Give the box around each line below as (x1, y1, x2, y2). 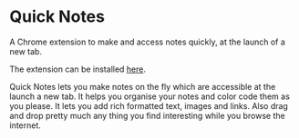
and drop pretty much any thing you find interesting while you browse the (9, 110, 285, 121)
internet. (9, 120, 41, 131)
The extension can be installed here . (9, 64, 147, 74)
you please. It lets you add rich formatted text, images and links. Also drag (9, 100, 289, 111)
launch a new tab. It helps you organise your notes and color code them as (9, 91, 290, 102)
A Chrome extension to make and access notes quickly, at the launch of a (9, 36, 285, 47)
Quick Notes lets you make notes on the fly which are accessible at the (9, 81, 276, 92)
